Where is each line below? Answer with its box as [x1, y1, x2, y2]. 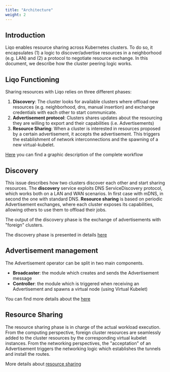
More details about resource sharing [5, 361, 81, 367]
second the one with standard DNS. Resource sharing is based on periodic [5, 196, 163, 202]
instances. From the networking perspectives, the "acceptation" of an [5, 340, 151, 346]
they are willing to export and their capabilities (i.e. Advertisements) [12, 120, 154, 126]
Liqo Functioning [5, 75, 60, 84]
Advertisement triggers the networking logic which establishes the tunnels [5, 346, 161, 352]
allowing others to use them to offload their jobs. [5, 207, 107, 213]
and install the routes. [5, 351, 51, 357]
